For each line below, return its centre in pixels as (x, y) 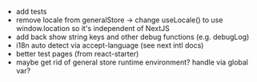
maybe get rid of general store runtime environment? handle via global (132, 62)
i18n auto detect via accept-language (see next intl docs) (110, 45)
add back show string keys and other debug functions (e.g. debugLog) (133, 37)
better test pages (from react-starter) (77, 54)
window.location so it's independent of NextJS (92, 28)
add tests (31, 12)
